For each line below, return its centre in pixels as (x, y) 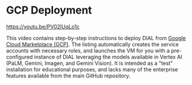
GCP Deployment (49, 10)
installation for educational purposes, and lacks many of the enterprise (92, 69)
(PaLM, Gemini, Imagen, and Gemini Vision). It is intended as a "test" (90, 63)
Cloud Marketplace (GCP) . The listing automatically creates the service (92, 44)
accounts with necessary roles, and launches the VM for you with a (88, 50)
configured (19, 57)
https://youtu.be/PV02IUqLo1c (43, 27)
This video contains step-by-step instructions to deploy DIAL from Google (96, 38)
